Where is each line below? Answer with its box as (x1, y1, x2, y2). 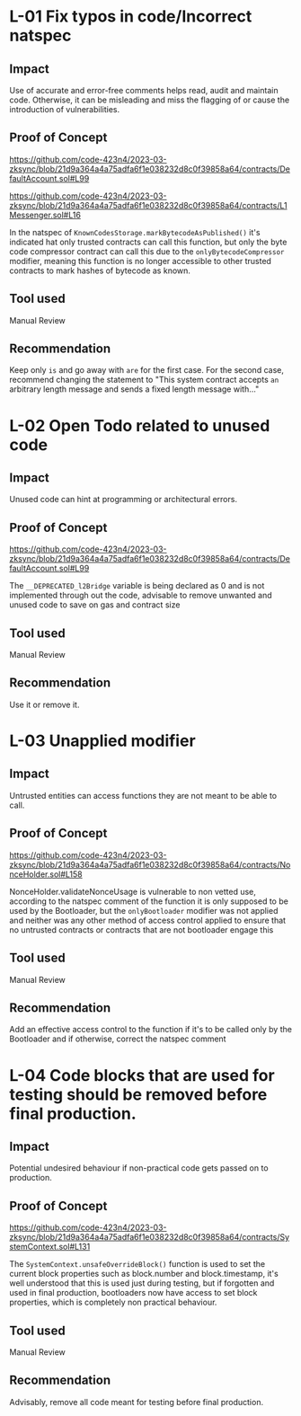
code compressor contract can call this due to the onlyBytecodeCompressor (9, 245, 285, 257)
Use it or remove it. (9, 699, 80, 710)
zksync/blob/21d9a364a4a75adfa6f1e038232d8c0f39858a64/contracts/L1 (9, 199, 288, 210)
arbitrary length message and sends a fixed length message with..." (9, 384, 260, 394)
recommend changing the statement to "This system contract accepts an (9, 375, 279, 385)
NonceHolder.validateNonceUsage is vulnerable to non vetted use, (9, 886, 256, 897)
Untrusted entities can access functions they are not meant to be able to (9, 790, 277, 801)
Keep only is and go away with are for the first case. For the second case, (9, 365, 285, 376)
